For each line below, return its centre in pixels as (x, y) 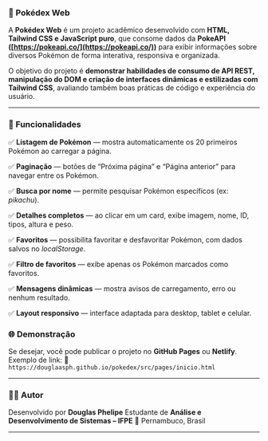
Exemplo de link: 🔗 (39, 360)
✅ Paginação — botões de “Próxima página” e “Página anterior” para (122, 166)
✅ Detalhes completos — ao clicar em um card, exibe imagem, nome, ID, (129, 215)
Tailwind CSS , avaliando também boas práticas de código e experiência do (132, 88)
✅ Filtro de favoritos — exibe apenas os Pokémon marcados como (118, 264)
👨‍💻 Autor (26, 395)
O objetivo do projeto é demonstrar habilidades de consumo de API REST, (132, 71)
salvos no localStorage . (47, 248)
